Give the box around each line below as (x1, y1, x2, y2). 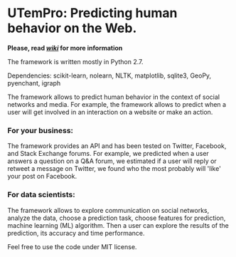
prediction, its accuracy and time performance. (7, 229, 145, 237)
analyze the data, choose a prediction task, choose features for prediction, (7, 214, 226, 222)
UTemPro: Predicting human (7, 5, 178, 21)
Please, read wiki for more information (7, 43, 123, 52)
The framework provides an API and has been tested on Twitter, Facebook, (7, 142, 227, 150)
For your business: (7, 125, 73, 135)
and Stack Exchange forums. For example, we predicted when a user (7, 150, 210, 158)
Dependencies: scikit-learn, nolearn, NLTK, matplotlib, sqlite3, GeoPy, (7, 71, 212, 80)
